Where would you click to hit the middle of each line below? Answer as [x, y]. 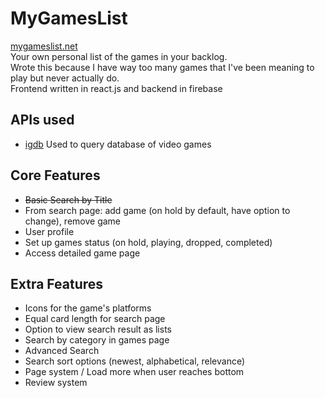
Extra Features [57, 283]
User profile [49, 231]
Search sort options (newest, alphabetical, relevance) [135, 361]
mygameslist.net [44, 46]
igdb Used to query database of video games [118, 144]
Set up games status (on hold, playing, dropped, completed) [148, 242]
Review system [56, 383]
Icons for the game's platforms [88, 308]
